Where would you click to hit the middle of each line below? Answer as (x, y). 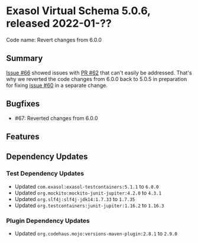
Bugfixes (23, 104)
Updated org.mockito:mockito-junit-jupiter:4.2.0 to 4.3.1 (88, 193)
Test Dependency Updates (45, 174)
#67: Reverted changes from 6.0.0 (56, 118)
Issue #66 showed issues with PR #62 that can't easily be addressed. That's (99, 73)
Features (23, 136)
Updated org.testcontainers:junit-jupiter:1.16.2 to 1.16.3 (89, 205)
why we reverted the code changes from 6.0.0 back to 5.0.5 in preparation (97, 79)
